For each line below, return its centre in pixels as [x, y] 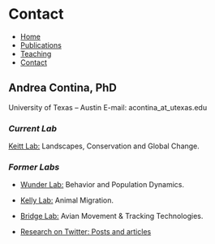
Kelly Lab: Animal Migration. [67, 200]
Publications [41, 45]
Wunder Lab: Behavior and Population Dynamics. [102, 185]
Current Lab [32, 128]
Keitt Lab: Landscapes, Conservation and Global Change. [104, 146]
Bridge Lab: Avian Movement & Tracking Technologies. [112, 216]
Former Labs [34, 167]
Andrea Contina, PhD [63, 88]
